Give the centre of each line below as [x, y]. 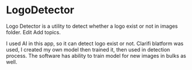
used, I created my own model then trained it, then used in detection [88, 49]
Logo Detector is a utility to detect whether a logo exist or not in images [92, 26]
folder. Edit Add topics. [34, 32]
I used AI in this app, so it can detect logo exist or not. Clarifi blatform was [95, 43]
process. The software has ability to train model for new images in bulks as [96, 56]
